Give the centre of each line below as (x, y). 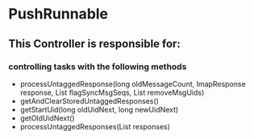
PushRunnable (58, 14)
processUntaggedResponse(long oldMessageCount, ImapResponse (133, 84)
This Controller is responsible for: (95, 44)
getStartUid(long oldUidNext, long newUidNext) (99, 109)
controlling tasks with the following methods (98, 67)
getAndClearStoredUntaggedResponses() (90, 100)
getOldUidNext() (47, 118)
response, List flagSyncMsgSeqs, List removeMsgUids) (112, 92)
